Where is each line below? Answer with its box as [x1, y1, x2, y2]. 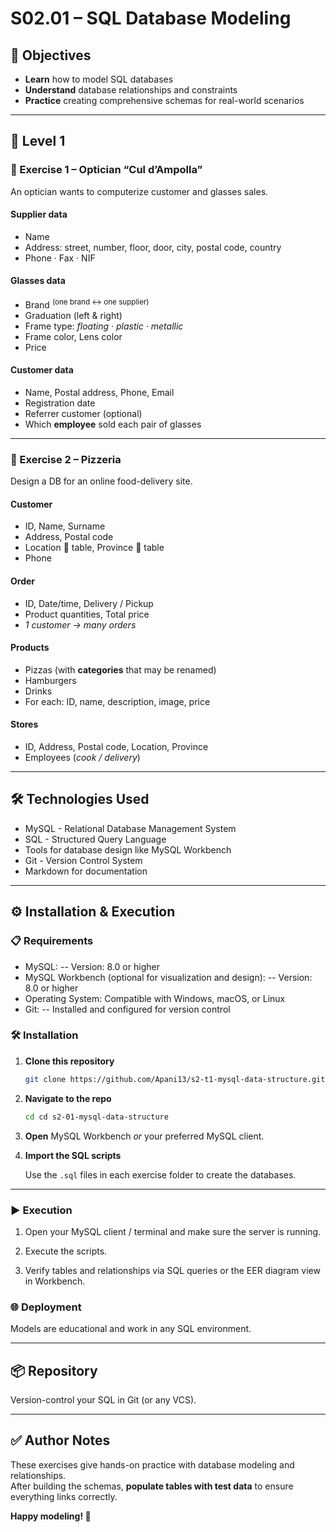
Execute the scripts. [24, 1245, 108, 1257]
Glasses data [10, 275, 66, 287]
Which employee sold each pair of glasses [24, 418, 202, 430]
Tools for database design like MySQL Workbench [24, 843, 232, 856]
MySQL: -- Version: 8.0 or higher [24, 960, 160, 972]
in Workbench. [24, 1275, 86, 1287]
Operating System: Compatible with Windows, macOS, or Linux [24, 992, 286, 1004]
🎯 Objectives [10, 47, 92, 64]
